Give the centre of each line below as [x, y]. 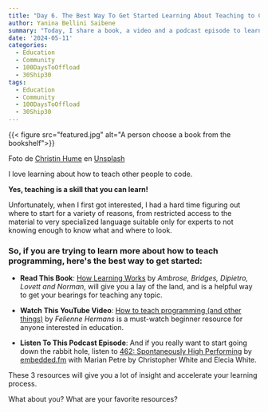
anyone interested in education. [72, 328]
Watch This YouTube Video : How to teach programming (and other [130, 311]
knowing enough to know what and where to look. [91, 230]
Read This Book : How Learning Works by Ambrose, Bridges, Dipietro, [134, 278]
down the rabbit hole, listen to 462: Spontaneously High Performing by [136, 351]
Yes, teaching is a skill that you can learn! [79, 189]
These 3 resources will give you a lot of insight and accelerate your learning [133, 375]
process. [23, 384]
